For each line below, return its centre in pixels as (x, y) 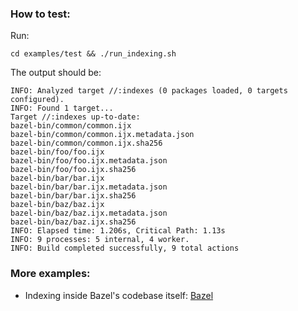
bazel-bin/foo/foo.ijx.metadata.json (89, 161)
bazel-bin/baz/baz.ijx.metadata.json (89, 213)
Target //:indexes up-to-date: (75, 117)
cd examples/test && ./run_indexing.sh (93, 54)
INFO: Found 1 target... (62, 108)
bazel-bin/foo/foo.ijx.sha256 (73, 170)
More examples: (50, 274)
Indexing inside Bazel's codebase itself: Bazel (119, 295)
